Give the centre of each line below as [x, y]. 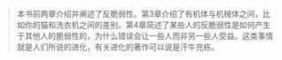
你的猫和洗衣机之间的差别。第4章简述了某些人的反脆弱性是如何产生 [148, 25]
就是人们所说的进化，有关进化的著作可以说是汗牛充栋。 [117, 47]
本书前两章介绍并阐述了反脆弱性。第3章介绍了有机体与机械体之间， [140, 14]
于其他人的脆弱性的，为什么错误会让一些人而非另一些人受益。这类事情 [145, 36]
